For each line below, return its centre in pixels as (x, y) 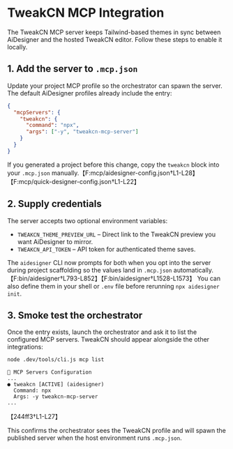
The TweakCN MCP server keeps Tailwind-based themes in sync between (114, 32)
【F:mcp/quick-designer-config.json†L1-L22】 (74, 181)
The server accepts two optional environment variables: (88, 220)
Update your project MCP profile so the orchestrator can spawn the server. (115, 86)
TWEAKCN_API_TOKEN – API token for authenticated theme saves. (106, 249)
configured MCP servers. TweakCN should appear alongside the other (108, 340)
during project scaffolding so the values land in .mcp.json (90, 270)
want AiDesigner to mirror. (55, 241)
